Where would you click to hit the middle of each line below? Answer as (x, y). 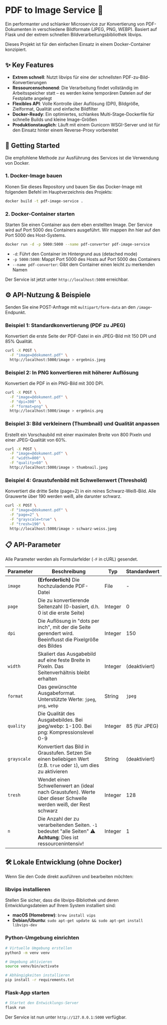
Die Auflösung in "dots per (68, 621)
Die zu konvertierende (63, 600)
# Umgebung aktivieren (29, 962)
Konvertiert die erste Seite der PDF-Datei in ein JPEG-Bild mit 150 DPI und (81, 336)
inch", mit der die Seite (64, 627)
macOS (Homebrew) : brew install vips (54, 915)
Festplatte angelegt (32, 98)
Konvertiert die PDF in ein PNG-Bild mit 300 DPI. (55, 383)
